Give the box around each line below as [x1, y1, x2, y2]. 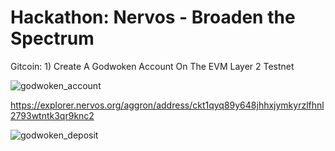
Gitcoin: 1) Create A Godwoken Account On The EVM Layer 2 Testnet [10, 60, 295, 72]
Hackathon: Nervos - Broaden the [10, 6, 296, 29]
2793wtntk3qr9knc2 [10, 109, 95, 121]
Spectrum [10, 27, 95, 50]
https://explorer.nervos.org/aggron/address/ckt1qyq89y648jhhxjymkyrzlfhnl [10, 99, 325, 111]
